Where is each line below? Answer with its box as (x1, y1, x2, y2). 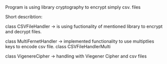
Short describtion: (5, 14, 43, 19)
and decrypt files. (5, 29, 42, 34)
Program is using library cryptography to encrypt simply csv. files (5, 4, 141, 10)
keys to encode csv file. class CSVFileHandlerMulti (5, 44, 111, 49)
